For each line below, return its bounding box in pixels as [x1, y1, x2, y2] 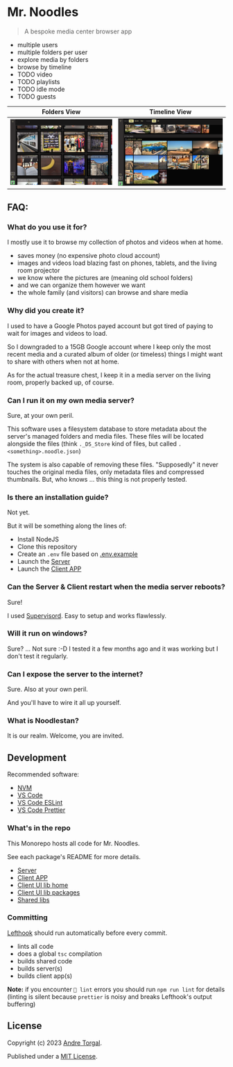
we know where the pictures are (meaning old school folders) [17, 274, 193, 282]
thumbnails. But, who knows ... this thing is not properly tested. [7, 475, 187, 483]
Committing [7, 913, 49, 922]
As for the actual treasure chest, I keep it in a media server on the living [7, 370, 212, 379]
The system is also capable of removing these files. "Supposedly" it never [7, 460, 218, 469]
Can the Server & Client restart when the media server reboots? [7, 582, 225, 592]
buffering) [7, 1000, 36, 1008]
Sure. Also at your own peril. [7, 685, 88, 694]
